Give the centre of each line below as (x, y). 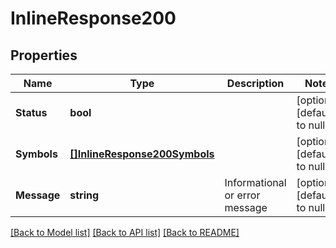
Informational (255, 182)
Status (31, 112)
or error (242, 195)
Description (255, 83)
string (84, 195)
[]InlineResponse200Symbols (142, 154)
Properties (44, 55)
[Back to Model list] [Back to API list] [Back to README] (125, 232)
